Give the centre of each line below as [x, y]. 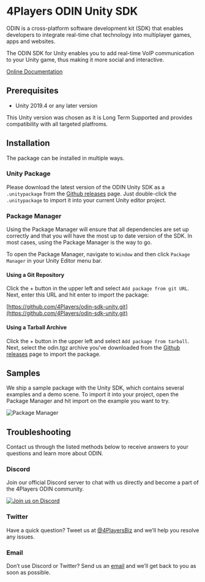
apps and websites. [31, 41]
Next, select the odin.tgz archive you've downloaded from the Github [93, 347]
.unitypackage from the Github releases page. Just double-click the [91, 194]
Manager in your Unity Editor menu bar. [54, 261]
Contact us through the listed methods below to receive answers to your [97, 447]
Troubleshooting [39, 432]
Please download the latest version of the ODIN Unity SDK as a [86, 187]
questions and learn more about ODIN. [55, 453]
